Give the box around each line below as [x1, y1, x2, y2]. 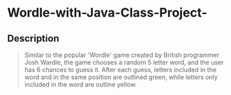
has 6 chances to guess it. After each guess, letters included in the [24, 66, 217, 74]
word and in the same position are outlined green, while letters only [24, 73, 218, 81]
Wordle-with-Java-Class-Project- [7, 5, 208, 21]
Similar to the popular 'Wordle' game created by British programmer [24, 51, 220, 59]
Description [7, 33, 59, 44]
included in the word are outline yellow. [24, 80, 137, 88]
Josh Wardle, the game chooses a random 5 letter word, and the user [24, 58, 225, 67]
